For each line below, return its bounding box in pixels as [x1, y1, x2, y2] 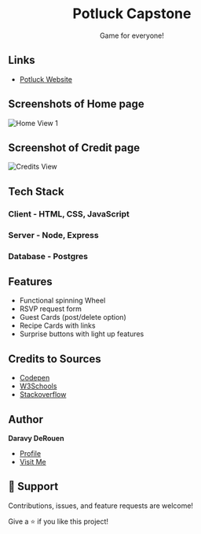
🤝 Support [8, 480, 59, 493]
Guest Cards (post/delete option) [19, 313, 127, 322]
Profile [19, 448, 42, 458]
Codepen [19, 373, 50, 383]
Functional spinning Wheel [19, 296, 106, 306]
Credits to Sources [8, 352, 101, 365]
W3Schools [19, 381, 57, 391]
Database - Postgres [8, 250, 89, 261]
